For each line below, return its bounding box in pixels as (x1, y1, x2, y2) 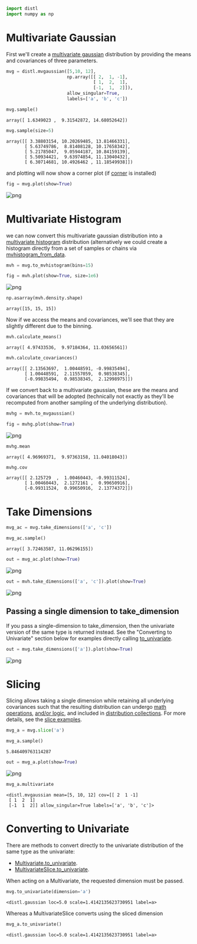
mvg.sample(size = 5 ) (6, 127, 54, 133)
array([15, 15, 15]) (6, 306, 57, 312)
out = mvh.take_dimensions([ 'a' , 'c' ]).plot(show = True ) (6, 578, 146, 585)
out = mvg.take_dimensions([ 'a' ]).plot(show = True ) (6, 646, 133, 652)
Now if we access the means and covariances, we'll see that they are (6, 316, 175, 323)
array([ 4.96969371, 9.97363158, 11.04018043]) (6, 454, 128, 460)
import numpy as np (6, 11, 54, 17)
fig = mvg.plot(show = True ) (6, 181, 73, 187)
